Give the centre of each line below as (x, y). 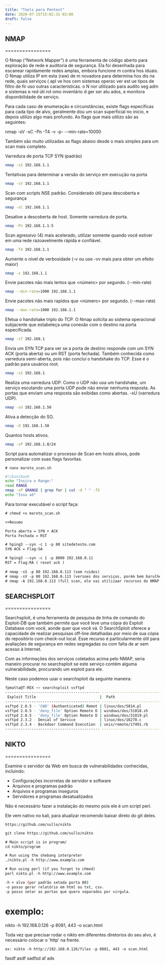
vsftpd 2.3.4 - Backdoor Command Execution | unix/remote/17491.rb (77, 725)
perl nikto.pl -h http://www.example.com (48, 874)
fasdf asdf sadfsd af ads (30, 958)
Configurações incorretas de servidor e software (62, 781)
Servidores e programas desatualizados (53, 796)
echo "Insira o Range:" (29, 481)
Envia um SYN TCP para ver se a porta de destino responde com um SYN (79, 349)
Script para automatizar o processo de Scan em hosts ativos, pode (72, 454)
